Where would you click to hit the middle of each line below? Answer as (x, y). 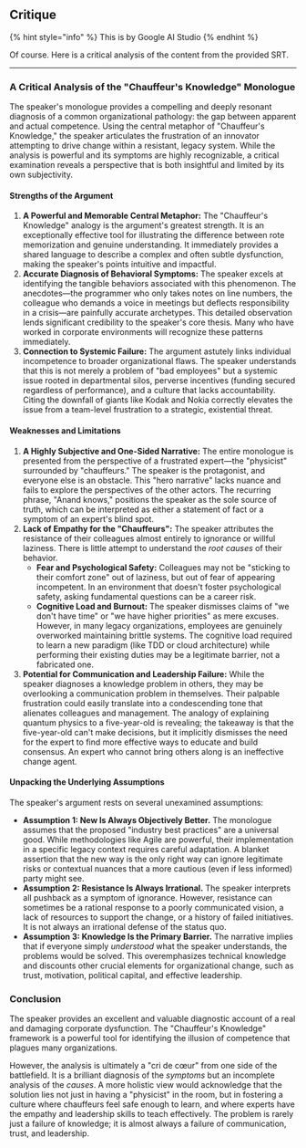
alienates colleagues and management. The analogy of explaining (146, 713)
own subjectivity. (41, 175)
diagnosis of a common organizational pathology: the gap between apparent (153, 117)
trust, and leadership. (49, 1133)
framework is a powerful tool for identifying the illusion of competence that (150, 1038)
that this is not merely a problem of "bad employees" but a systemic (150, 371)
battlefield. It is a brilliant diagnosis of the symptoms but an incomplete (142, 1075)
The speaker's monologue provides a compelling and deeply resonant (141, 107)
